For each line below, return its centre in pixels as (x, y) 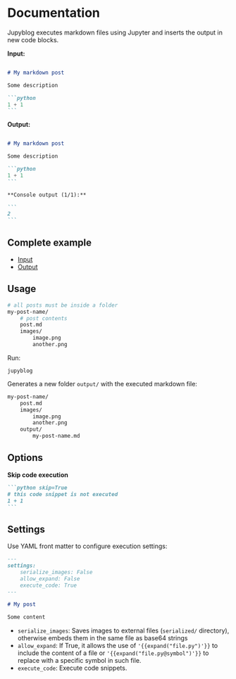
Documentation (54, 13)
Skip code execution (38, 475)
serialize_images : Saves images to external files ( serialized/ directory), (123, 630)
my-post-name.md (56, 436)
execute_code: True (49, 585)
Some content (26, 617)
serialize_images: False (56, 572)
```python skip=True (38, 488)
